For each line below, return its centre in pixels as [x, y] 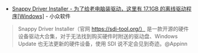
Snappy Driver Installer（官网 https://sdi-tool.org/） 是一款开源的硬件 [103, 29]
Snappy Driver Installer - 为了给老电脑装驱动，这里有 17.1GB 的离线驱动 [99, 9]
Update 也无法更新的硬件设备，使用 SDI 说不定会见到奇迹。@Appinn [103, 44]
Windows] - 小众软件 [45, 16]
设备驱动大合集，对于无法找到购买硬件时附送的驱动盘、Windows [98, 36]
